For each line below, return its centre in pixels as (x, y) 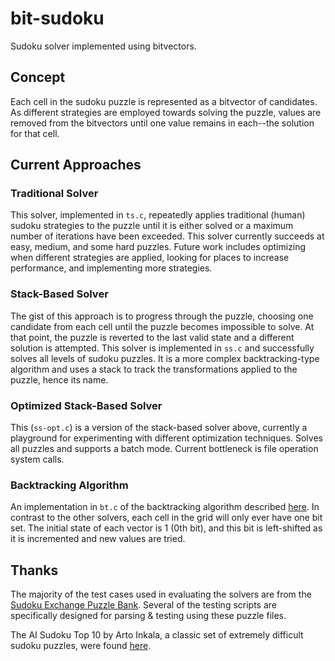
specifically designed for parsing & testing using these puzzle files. (148, 616)
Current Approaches (76, 165)
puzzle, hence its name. (59, 379)
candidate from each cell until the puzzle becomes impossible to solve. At (162, 326)
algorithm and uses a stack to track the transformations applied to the (154, 369)
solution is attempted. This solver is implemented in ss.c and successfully (162, 348)
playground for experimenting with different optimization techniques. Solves (166, 438)
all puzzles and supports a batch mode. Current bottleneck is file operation (164, 449)
